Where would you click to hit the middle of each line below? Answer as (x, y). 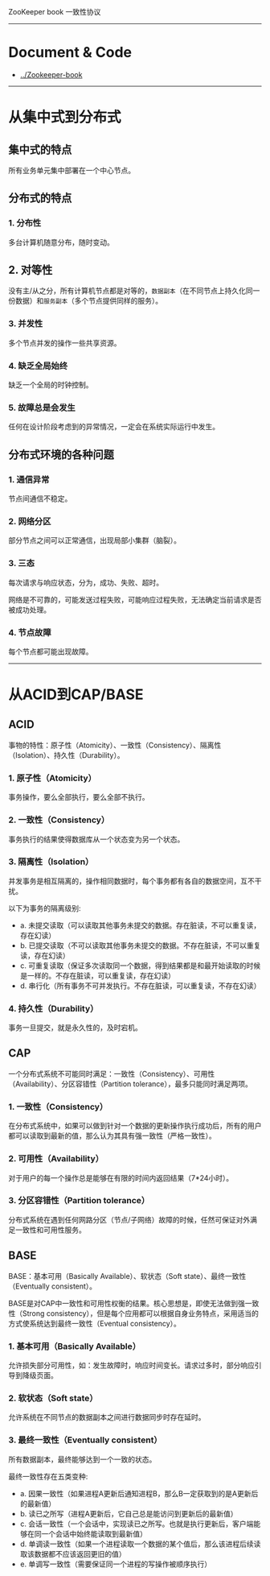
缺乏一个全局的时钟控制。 (51, 385)
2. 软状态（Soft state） (53, 1398)
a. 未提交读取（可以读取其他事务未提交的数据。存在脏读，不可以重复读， (140, 925)
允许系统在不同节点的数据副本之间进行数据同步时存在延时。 (107, 1417)
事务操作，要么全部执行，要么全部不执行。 (79, 797)
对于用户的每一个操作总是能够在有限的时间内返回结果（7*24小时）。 (121, 1177)
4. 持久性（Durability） (53, 1008)
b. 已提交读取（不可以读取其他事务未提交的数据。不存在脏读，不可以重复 (140, 945)
